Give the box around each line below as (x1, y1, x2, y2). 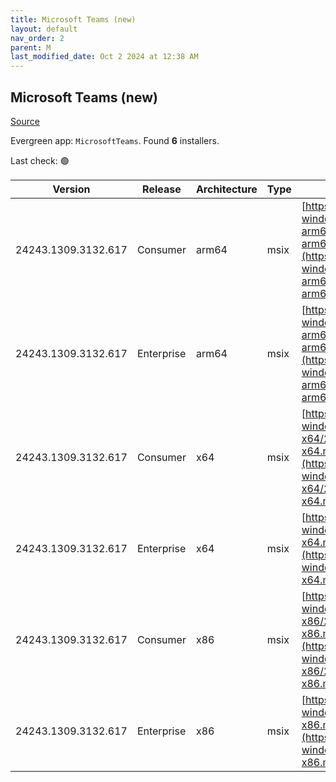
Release (142, 182, 182, 196)
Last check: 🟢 (10, 154, 70, 166)
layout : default (10, 24, 78, 34)
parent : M (10, 42, 52, 53)
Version (52, 182, 91, 196)
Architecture (195, 182, 258, 196)
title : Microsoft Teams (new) (10, 14, 137, 25)
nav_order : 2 (10, 33, 65, 43)
